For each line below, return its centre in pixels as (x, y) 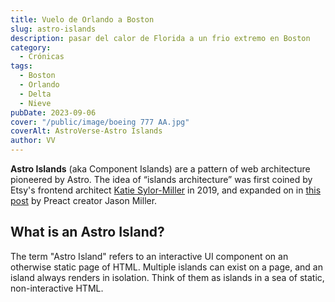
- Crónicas (42, 57)
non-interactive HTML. (57, 288)
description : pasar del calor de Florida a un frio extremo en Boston (160, 38)
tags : (21, 66)
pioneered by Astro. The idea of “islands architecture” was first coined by (161, 179)
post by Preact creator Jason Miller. (84, 200)
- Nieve (35, 103)
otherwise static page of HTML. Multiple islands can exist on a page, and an (166, 267)
